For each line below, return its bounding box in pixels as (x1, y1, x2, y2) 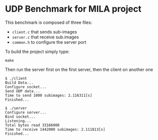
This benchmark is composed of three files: (5, 19, 92, 25)
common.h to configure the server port (12, 39, 87, 45)
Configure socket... (5, 84, 47, 89)
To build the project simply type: (5, 49, 70, 54)
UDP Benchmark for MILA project (5, 3, 142, 15)
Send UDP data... (5, 88, 40, 93)
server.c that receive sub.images (12, 34, 79, 40)
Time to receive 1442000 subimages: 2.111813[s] (5, 127, 105, 132)
